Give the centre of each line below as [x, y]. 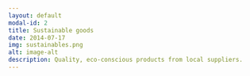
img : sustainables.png [46, 45]
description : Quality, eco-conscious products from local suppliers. [126, 60]
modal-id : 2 [28, 23]
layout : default [35, 15]
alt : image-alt [33, 52]
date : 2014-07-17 [37, 38]
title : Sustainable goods [51, 30]
